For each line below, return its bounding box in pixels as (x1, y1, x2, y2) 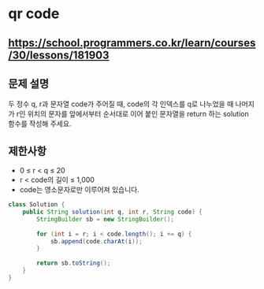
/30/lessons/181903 (8, 48, 110, 61)
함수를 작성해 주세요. (8, 119, 72, 128)
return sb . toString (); (36, 259, 111, 268)
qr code (8, 5, 60, 23)
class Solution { (8, 201, 65, 209)
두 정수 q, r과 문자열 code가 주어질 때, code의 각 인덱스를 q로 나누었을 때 (8, 99, 234, 109)
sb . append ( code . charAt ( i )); (50, 237, 143, 245)
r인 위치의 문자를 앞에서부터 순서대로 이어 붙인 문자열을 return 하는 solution (16, 109, 250, 119)
